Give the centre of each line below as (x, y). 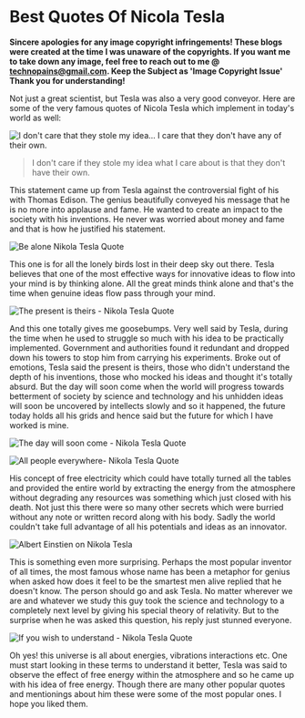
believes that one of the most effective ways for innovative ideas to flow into (152, 273)
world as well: (36, 118)
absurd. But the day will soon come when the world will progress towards (147, 386)
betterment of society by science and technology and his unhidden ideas (147, 396)
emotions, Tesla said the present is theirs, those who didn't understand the (150, 367)
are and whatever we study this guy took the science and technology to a (147, 600)
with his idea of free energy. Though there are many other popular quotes (147, 684)
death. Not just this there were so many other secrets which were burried (147, 507)
